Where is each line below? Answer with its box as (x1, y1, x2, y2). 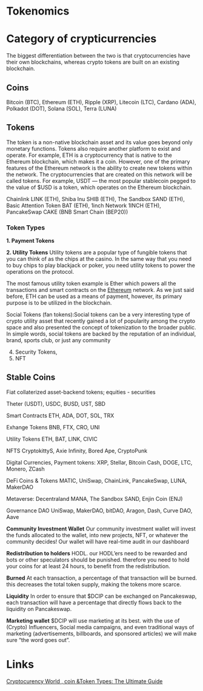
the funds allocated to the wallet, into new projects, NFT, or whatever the (6, 531, 188, 538)
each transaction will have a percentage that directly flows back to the (6, 598, 182, 606)
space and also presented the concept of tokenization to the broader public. (6, 324, 196, 331)
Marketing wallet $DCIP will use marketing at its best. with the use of (6, 617, 180, 624)
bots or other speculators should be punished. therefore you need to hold (6, 556, 190, 563)
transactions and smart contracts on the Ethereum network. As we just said (6, 286, 195, 294)
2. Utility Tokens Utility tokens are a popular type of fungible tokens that (6, 249, 187, 256)
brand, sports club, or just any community (6, 337, 111, 344)
